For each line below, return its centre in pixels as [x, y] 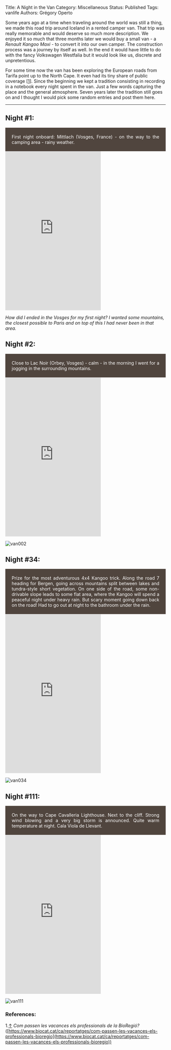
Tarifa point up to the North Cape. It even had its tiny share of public [77, 76]
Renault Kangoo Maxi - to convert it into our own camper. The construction [84, 44]
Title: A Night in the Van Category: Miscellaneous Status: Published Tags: [82, 7]
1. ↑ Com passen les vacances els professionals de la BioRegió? [73, 1026]
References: [21, 1014]
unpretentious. [21, 60]
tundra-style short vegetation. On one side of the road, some [80, 589]
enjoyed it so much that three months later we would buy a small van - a [81, 39]
